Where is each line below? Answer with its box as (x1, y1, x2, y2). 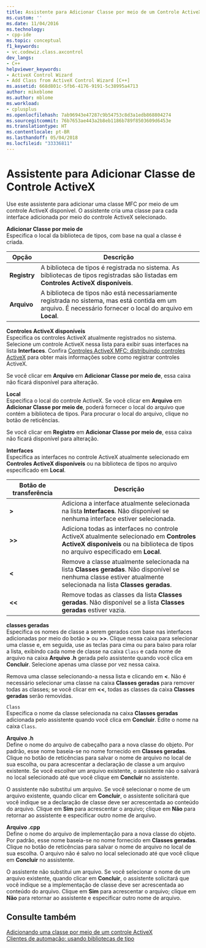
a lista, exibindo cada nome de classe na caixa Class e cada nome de (6, 648, 181, 655)
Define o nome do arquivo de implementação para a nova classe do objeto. (6, 830, 196, 837)
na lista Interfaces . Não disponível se (61, 506, 170, 515)
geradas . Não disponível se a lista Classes (61, 598, 185, 606)
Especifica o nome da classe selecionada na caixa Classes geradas (6, 709, 178, 716)
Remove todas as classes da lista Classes (61, 590, 183, 599)
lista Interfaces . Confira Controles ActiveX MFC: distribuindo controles (6, 347, 186, 354)
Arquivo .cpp (6, 823, 40, 831)
